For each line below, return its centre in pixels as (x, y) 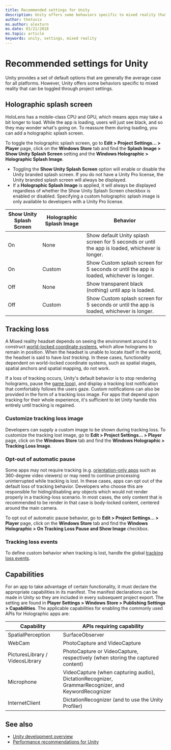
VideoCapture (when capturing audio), (109, 673)
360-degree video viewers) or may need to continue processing (73, 476)
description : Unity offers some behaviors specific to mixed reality (81, 15)
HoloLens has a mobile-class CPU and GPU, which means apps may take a (84, 117)
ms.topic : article (25, 34)
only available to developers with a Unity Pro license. (68, 201)
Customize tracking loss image (44, 419)
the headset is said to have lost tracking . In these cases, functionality (78, 357)
